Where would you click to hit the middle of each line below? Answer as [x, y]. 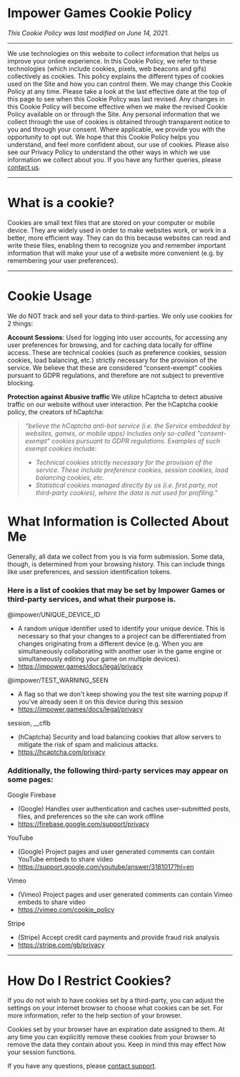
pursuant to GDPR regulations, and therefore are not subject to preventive [116, 375]
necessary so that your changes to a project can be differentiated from [122, 636]
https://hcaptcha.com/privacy [61, 752]
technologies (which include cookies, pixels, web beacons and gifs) [107, 69]
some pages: [30, 779]
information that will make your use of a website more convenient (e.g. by [115, 253]
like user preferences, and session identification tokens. [90, 571]
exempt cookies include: [61, 449]
